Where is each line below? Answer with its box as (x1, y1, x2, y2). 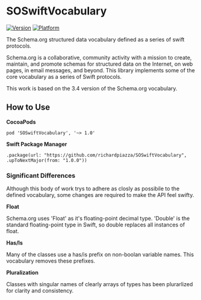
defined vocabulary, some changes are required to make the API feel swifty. (6, 192, 194, 199)
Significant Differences (6, 171, 76, 180)
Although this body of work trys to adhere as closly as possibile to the (6, 185, 180, 192)
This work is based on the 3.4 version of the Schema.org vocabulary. (6, 84, 178, 92)
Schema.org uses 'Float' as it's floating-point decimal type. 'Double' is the (6, 215, 190, 222)
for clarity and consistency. (6, 287, 74, 295)
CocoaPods (6, 118, 36, 125)
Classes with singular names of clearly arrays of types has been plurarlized (6, 281, 193, 288)
